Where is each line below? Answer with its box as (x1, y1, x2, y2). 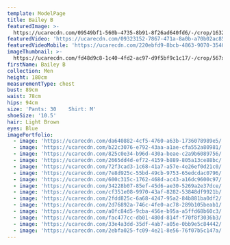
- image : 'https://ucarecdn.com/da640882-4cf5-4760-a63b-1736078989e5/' (13, 138, 225, 145)
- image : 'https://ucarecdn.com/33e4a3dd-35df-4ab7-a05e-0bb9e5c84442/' (13, 220, 225, 227)
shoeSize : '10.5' (7, 112, 57, 119)
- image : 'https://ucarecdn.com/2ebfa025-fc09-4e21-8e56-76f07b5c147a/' (13, 227, 225, 234)
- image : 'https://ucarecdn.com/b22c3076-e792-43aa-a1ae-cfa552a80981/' (13, 144, 225, 151)
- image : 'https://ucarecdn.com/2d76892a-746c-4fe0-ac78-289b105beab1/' (13, 202, 225, 209)
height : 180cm (7, 73, 48, 81)
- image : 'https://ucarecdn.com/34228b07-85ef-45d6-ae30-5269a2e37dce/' (13, 183, 225, 189)
